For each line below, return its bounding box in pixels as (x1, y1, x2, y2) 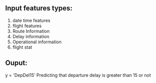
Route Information (12, 28, 50, 34)
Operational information (12, 39, 62, 45)
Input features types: (5, 4, 73, 13)
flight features (12, 23, 42, 29)
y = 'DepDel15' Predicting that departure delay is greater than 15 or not (5, 72, 151, 78)
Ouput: (5, 59, 28, 67)
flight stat (12, 44, 33, 50)
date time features (12, 17, 51, 23)
